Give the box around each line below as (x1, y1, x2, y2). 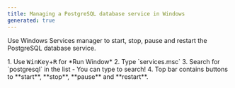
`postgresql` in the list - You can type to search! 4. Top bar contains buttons (7, 65, 229, 73)
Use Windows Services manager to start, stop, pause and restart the (7, 36, 207, 44)
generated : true (7, 17, 55, 24)
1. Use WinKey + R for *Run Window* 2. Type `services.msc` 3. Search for (7, 57, 221, 65)
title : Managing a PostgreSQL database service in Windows (7, 10, 185, 18)
